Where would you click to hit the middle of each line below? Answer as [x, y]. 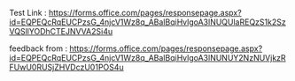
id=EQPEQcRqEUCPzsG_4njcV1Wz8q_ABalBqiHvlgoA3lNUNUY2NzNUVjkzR [147, 58]
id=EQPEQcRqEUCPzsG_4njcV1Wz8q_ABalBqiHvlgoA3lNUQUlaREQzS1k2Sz [147, 22]
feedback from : [39, 48]
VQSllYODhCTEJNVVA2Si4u [61, 31]
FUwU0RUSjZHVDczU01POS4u [66, 67]
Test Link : [28, 13]
